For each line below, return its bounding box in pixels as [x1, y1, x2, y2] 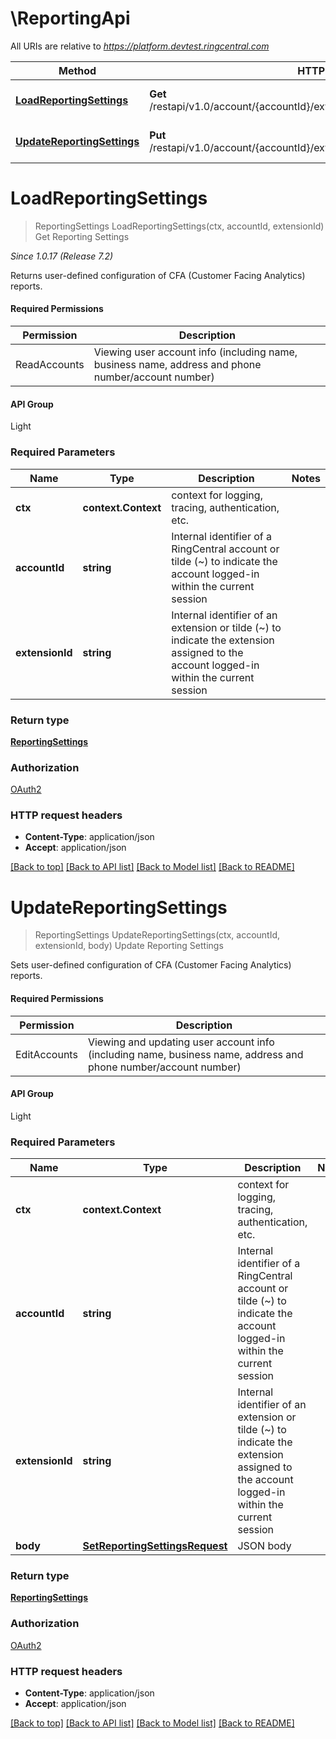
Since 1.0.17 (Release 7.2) [10, 250, 114, 262]
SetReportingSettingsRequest [82, 1539, 228, 1553]
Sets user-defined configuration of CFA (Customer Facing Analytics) [10, 959, 292, 971]
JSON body [237, 1539, 292, 1553]
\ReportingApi [10, 7, 131, 30]
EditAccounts [15, 1047, 78, 1061]
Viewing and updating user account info [87, 1035, 275, 1049]
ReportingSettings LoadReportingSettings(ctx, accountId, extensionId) [34, 220, 325, 232]
